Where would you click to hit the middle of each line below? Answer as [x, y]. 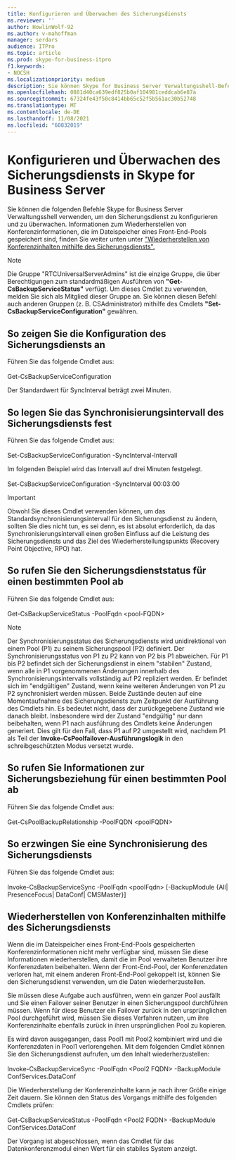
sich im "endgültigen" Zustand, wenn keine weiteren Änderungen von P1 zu [116, 686]
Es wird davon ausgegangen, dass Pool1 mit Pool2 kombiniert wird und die [115, 1039]
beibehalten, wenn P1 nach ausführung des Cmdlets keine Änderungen [110, 723]
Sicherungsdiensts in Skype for [101, 175]
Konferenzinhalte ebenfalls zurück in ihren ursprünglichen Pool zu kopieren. [117, 1025]
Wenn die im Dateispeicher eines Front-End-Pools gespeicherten [101, 944]
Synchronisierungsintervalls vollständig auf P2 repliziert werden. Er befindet [117, 678]
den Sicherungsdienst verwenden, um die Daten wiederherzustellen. [106, 982]
